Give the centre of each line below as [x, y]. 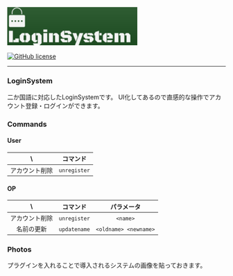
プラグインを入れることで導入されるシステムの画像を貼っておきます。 [107, 266]
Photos [19, 249]
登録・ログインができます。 [64, 105]
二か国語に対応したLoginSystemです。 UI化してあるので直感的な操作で [108, 97]
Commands [27, 124]
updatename [74, 229]
